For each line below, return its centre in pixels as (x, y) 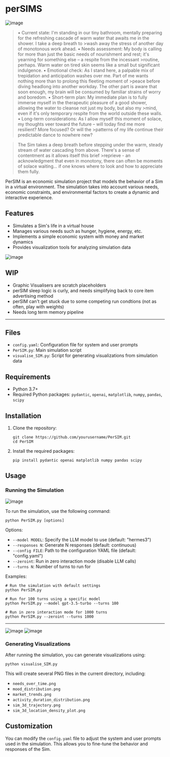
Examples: (16, 576)
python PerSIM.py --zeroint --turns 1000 (50, 616)
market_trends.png (32, 694)
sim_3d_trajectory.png (36, 705)
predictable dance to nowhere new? (55, 135)
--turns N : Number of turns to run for (52, 566)
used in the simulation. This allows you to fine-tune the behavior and (77, 744)
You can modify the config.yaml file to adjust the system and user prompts (83, 738)
